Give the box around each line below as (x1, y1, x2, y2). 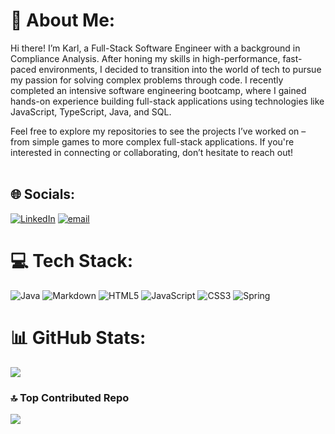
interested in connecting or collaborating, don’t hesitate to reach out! (10, 146, 294, 158)
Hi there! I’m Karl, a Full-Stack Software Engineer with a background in (10, 42, 301, 54)
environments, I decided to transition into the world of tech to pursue (38, 63, 322, 75)
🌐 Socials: (10, 186, 76, 203)
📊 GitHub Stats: (10, 326, 147, 349)
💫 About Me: (10, 9, 116, 32)
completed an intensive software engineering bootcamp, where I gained (10, 84, 307, 96)
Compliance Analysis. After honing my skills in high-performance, (10, 52, 281, 64)
